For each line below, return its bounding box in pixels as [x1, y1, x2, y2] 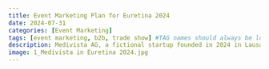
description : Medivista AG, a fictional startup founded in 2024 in [8, 41, 242, 49]
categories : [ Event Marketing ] [8, 26, 113, 34]
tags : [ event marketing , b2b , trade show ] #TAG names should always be [8, 33, 252, 42]
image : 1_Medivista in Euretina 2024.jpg [8, 48, 149, 56]
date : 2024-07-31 [8, 19, 66, 27]
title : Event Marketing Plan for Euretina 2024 [8, 11, 171, 20]
